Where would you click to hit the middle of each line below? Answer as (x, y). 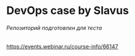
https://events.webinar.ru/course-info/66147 (62, 47)
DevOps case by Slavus (67, 11)
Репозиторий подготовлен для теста (54, 27)
